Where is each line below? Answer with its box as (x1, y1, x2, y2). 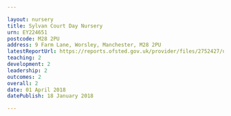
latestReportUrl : (7, 48, 57, 55)
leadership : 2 (7, 67, 48, 74)
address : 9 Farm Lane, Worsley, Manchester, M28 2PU (7, 42, 162, 49)
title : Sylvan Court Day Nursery (7, 22, 103, 30)
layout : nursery (7, 16, 54, 23)
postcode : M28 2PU (7, 35, 60, 42)
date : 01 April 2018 (7, 86, 67, 93)
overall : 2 (7, 80, 38, 86)
